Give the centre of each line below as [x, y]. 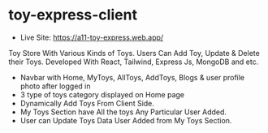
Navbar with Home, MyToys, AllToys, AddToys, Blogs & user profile [132, 77]
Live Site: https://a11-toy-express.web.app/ [92, 37]
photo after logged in [55, 86]
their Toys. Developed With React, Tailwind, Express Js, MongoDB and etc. [134, 62]
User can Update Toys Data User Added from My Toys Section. [126, 120]
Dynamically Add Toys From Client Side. [87, 103]
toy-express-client [73, 15]
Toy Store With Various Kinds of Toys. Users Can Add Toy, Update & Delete [134, 53]
